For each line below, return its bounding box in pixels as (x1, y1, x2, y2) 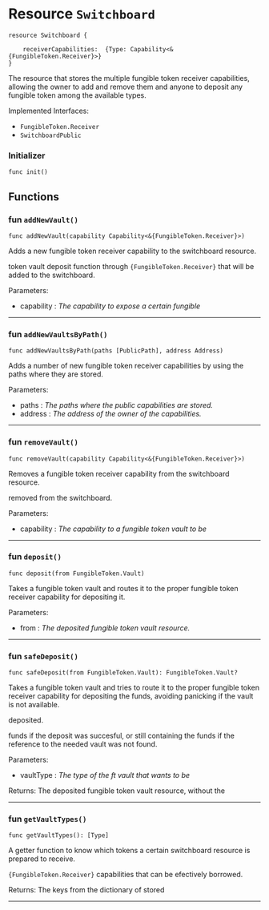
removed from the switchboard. (8, 493, 113, 502)
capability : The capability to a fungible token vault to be (19, 524, 207, 534)
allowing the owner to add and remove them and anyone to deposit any (8, 82, 243, 91)
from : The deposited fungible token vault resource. (19, 622, 191, 633)
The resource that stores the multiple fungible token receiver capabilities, (8, 73, 250, 83)
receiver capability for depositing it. (8, 592, 126, 602)
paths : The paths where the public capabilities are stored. (19, 401, 214, 410)
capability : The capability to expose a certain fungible (19, 301, 201, 311)
